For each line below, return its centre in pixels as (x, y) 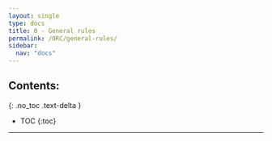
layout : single (34, 16)
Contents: (34, 86)
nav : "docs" (36, 53)
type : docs (27, 23)
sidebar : (23, 46)
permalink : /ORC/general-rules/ (63, 38)
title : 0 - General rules (52, 31)
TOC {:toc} (38, 121)
